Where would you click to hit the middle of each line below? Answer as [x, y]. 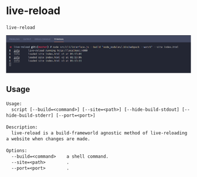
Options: [17, 151]
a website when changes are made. [48, 139]
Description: [22, 127]
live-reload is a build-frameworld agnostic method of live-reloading [99, 133]
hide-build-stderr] [30, 115]
